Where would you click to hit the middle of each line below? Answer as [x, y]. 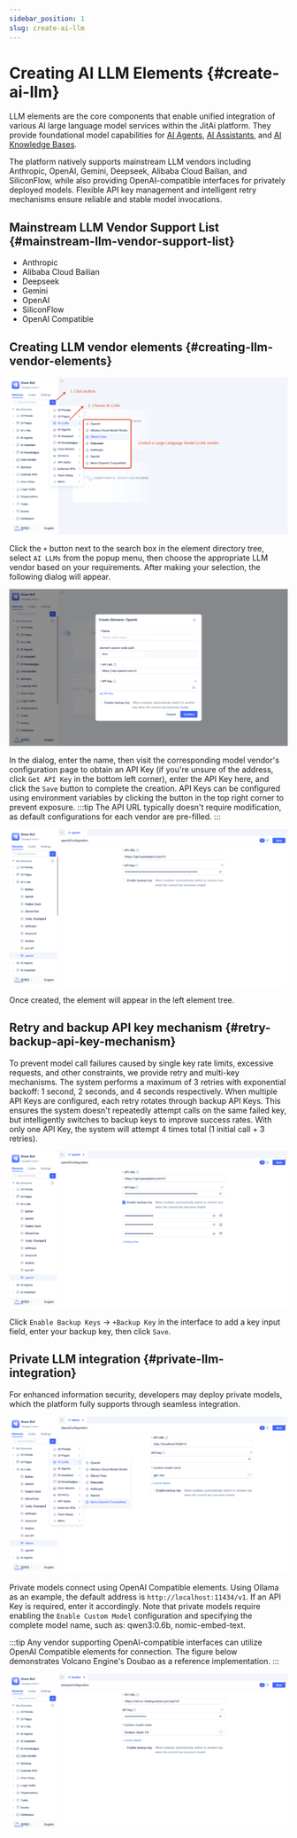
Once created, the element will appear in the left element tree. [122, 1000]
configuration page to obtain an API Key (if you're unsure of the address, [141, 770]
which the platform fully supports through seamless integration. [125, 1404]
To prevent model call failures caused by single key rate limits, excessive [141, 1063]
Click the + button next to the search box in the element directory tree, [137, 549]
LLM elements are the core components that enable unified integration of [142, 116]
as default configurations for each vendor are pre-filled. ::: [115, 817]
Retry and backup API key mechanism [116, 1028]
